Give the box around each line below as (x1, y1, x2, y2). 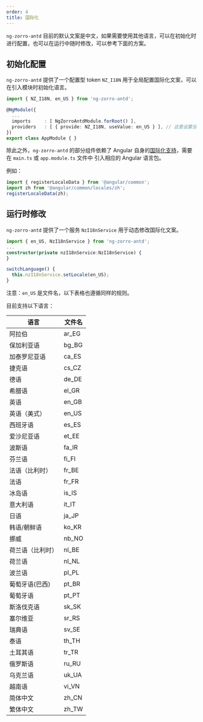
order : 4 (6, 8, 28, 15)
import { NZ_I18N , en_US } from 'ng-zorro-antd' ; (6, 96, 134, 102)
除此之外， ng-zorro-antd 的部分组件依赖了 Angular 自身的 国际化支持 (6, 147, 177, 154)
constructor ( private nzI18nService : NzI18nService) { (6, 249, 142, 255)
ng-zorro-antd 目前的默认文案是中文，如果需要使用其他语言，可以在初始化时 (6, 32, 197, 39)
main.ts (13, 155, 33, 161)
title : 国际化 (6, 15, 39, 21)
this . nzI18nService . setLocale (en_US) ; (11, 272, 110, 278)
